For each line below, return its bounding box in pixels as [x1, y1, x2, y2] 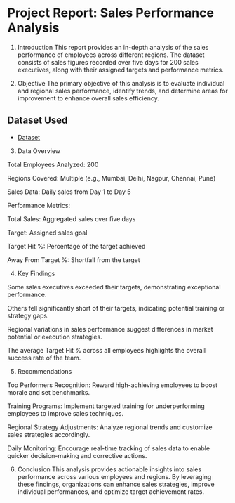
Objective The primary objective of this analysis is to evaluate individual [17, 79, 225, 87]
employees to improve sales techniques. [7, 409, 124, 417]
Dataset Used [7, 115, 68, 126]
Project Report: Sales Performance [7, 5, 214, 21]
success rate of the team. [7, 353, 81, 362]
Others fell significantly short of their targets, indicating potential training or [7, 303, 225, 312]
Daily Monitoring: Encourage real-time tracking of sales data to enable [7, 444, 210, 452]
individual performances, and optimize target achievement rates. [17, 487, 205, 496]
